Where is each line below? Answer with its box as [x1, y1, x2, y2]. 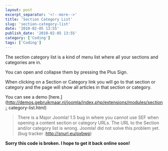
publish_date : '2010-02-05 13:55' [5, 31, 78, 36]
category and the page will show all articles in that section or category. [5, 84, 152, 90]
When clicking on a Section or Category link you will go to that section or [5, 79, 155, 85]
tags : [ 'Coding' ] [5, 40, 42, 45]
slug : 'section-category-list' [5, 21, 71, 27]
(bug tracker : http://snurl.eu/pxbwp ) [17, 130, 92, 136]
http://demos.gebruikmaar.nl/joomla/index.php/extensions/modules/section [7, 99, 163, 105]
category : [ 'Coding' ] [5, 36, 51, 41]
